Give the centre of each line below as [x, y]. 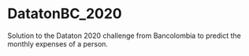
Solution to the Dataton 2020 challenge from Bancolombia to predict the [124, 35]
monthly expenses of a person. [58, 43]
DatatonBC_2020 [65, 14]
